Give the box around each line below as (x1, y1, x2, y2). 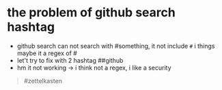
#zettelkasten (23, 76, 63, 85)
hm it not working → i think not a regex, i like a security (16, 63, 172, 72)
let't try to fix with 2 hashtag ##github (16, 56, 124, 64)
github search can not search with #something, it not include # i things (16, 42, 215, 50)
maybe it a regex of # (16, 49, 77, 57)
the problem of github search (7, 5, 176, 20)
